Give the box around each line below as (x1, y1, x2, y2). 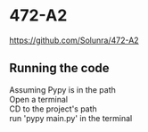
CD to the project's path (9, 103, 98, 114)
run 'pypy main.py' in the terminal (9, 112, 133, 123)
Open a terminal (9, 94, 69, 104)
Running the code (9, 61, 110, 76)
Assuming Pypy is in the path (9, 84, 116, 95)
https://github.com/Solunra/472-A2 (9, 35, 140, 45)
